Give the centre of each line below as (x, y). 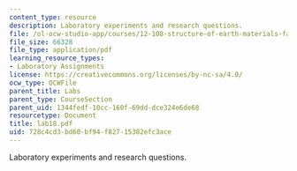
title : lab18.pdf (41, 124)
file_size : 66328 (41, 42)
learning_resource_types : (57, 58)
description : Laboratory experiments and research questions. (126, 26)
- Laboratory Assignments (57, 67)
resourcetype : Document (53, 115)
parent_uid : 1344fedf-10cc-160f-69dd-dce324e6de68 (104, 108)
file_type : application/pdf (61, 50)
